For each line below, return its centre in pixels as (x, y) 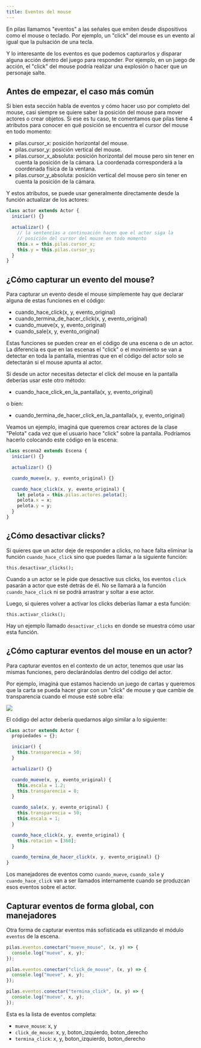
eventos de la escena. (33, 936)
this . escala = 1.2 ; (42, 785)
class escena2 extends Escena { (47, 451)
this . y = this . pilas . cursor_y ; (56, 250)
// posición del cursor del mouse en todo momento (82, 239)
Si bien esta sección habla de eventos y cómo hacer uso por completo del (98, 106)
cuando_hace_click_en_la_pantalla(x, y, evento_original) (84, 392)
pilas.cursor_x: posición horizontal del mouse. (72, 143)
